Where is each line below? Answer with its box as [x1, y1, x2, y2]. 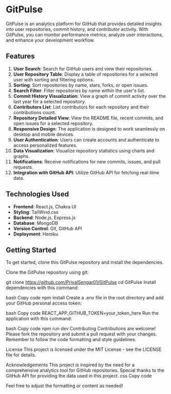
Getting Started [6, 245, 56, 254]
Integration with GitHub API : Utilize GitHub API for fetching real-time [13, 169, 160, 175]
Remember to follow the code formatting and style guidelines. [6, 336, 137, 343]
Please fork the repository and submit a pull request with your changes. [6, 331, 157, 337]
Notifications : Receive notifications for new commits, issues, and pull [13, 158, 161, 165]
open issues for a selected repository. [13, 120, 94, 127]
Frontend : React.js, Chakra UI [13, 203, 77, 209]
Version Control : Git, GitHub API [13, 225, 82, 231]
